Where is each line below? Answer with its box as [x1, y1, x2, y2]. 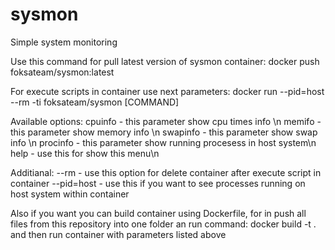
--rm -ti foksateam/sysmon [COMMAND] [10, 96, 180, 108]
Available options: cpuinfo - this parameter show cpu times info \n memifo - [10, 115, 322, 127]
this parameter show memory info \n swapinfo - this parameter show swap [10, 126, 318, 138]
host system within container [10, 188, 130, 200]
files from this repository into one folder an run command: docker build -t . [10, 218, 317, 230]
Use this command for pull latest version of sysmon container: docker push [10, 55, 320, 67]
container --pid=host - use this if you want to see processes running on [10, 177, 306, 189]
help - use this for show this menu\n [10, 147, 160, 159]
